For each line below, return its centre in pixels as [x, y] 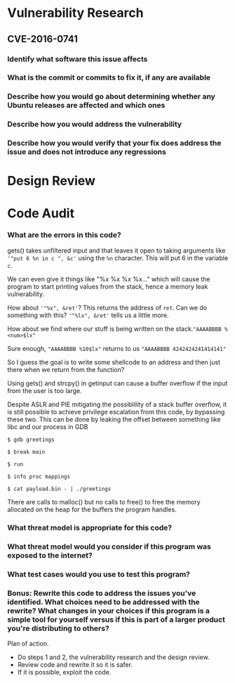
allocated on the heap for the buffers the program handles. [92, 509]
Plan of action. [28, 643]
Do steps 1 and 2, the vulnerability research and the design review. [113, 657]
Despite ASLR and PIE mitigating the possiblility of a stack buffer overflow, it [117, 404]
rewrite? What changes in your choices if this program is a [109, 611]
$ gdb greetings [31, 440]
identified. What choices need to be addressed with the [103, 601]
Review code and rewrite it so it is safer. [75, 664]
